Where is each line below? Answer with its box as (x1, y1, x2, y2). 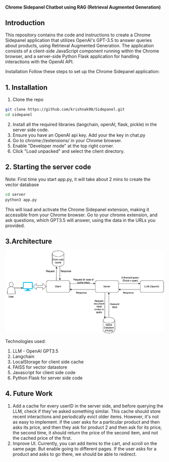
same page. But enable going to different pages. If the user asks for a (12, 445, 157, 451)
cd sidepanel (5, 112, 33, 118)
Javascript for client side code (12, 369, 76, 375)
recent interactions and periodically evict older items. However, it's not (12, 414, 159, 420)
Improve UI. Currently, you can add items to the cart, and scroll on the (12, 440, 157, 446)
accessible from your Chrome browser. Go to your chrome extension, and (5, 212, 157, 218)
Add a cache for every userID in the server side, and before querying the (12, 402, 163, 409)
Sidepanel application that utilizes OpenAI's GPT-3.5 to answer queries (5, 37, 152, 43)
